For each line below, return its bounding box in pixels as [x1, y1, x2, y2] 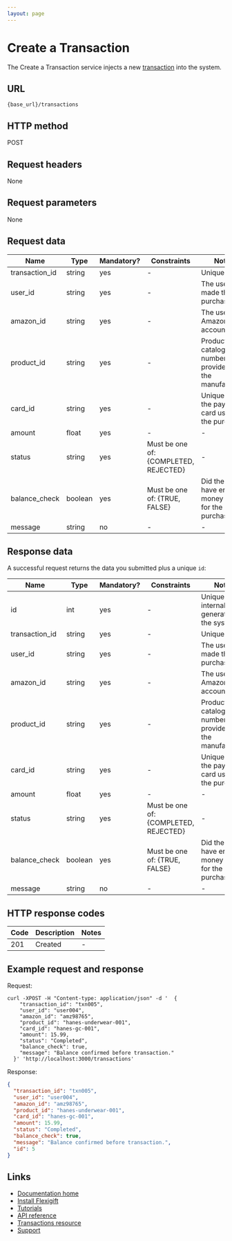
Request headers [7, 159, 83, 170]
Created [35, 940, 62, 949]
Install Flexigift [17, 1197, 59, 1205]
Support [17, 1226, 41, 1235]
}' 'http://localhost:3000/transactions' [13, 1055, 135, 1063]
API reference [17, 1211, 57, 1220]
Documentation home [17, 1189, 79, 1198]
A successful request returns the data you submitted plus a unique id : [7, 564, 206, 572]
